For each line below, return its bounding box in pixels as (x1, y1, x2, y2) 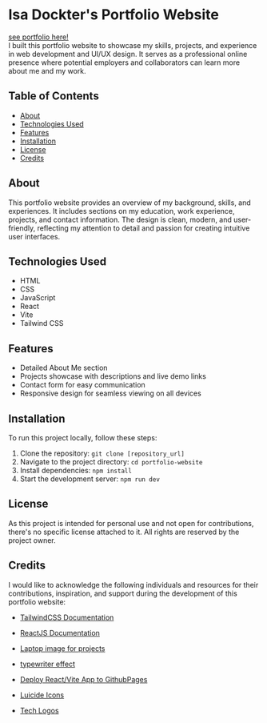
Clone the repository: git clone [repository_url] (19, 448, 185, 458)
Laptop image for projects (19, 643, 106, 653)
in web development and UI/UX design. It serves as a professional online (8, 49, 248, 58)
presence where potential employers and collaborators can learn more (8, 58, 241, 67)
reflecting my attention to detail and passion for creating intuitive (37, 223, 250, 233)
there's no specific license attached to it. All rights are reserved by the (8, 527, 240, 536)
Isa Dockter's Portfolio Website (8, 6, 220, 24)
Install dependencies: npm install (19, 466, 132, 475)
